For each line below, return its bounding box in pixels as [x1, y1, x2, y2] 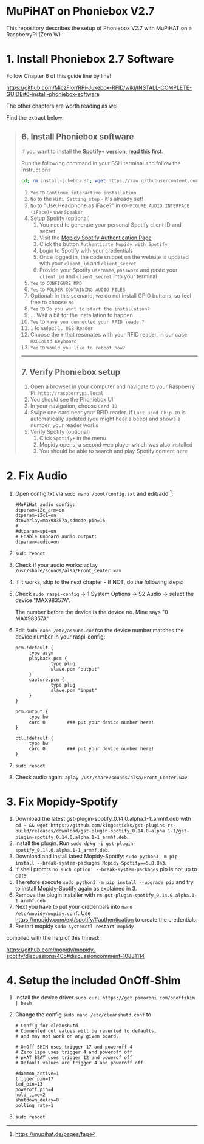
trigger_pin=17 [15, 1075, 54, 1082]
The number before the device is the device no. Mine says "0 [15, 608, 168, 615]
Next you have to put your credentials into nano [15, 903, 132, 910]
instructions [21, 166, 52, 173]
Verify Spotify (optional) [30, 428, 90, 436]
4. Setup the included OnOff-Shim [6, 974, 181, 988]
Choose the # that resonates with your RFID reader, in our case [30, 331, 188, 338]
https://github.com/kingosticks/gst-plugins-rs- [50, 822, 176, 829]
